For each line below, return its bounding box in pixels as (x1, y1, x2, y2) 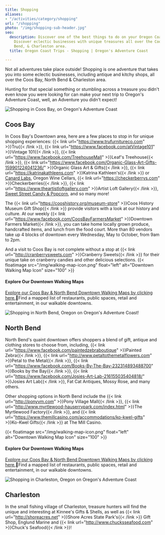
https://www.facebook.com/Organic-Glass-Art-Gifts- (50, 159, 157, 165)
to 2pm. (5, 237, 21, 243)
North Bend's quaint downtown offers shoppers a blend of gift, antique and (5, 337, 157, 343)
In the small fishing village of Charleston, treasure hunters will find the (5, 504, 147, 509)
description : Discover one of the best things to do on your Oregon (9, 35, 153, 40)
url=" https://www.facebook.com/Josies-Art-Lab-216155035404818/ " (5, 373, 145, 379)
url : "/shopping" (5, 21, 41, 26)
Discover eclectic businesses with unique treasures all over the (14, 39, 153, 44)
